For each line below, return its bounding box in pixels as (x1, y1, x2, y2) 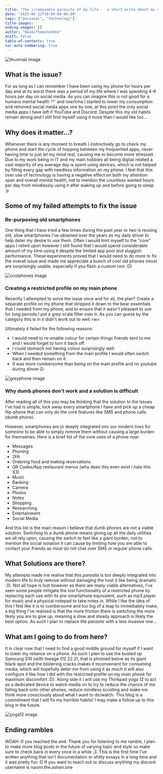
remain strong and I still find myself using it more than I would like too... (5, 114, 147, 120)
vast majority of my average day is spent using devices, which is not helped (5, 162, 157, 168)
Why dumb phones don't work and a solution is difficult (5, 387, 138, 394)
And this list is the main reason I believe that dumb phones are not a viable (5, 525, 154, 531)
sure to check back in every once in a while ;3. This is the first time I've (5, 749, 147, 755)
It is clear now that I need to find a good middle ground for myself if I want (5, 645, 153, 651)
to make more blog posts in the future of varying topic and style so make (5, 743, 150, 749)
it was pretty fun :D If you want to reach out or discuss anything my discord (5, 759, 156, 765)
